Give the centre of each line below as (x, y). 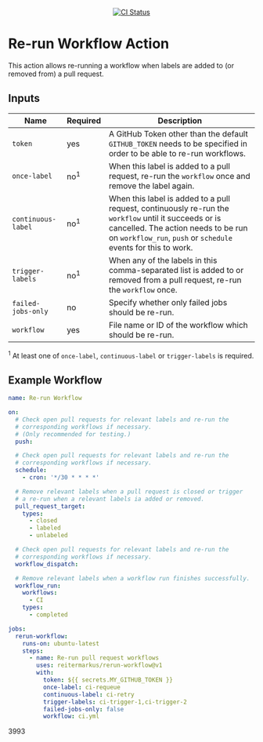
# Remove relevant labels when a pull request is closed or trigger (129, 491)
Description (180, 120)
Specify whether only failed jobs (168, 302)
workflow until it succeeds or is (165, 218)
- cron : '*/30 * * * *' (61, 478)
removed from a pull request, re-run (175, 280)
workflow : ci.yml (71, 717)
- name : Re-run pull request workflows (94, 658)
